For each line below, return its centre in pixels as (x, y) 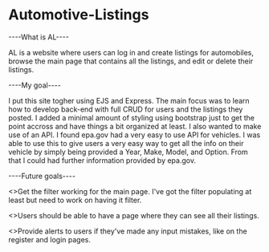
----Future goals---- (42, 176)
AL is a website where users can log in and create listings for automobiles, (131, 52)
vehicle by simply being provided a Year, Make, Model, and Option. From (128, 152)
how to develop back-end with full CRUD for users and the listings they (126, 109)
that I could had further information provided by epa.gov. (102, 160)
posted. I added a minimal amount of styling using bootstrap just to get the (132, 117)
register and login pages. (49, 239)
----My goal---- (35, 85)
